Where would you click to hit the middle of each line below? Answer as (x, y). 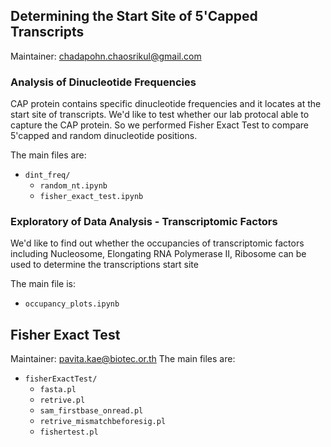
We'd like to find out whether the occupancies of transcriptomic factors (157, 243)
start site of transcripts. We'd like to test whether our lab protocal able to (160, 115)
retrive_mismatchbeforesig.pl (103, 422)
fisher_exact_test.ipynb (91, 197)
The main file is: (43, 284)
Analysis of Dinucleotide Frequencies (103, 82)
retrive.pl (62, 400)
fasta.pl (58, 390)
